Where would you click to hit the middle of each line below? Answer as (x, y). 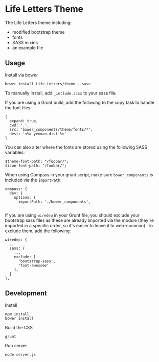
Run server (16, 345)
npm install (17, 314)
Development (26, 293)
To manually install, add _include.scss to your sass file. (61, 93)
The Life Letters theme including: (38, 23)
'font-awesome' (34, 265)
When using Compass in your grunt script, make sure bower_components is (79, 174)
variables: (15, 152)
